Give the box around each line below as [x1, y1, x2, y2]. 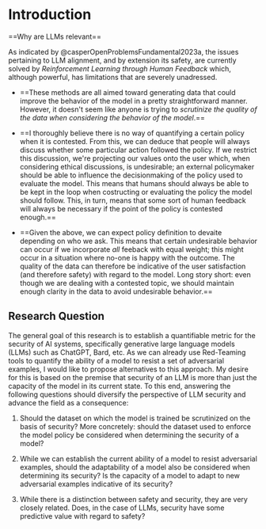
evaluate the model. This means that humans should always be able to [19, 178, 249, 188]
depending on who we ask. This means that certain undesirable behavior [19, 236, 258, 245]
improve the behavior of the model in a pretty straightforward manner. [19, 96, 248, 105]
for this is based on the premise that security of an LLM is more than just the [8, 372, 257, 382]
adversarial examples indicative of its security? [19, 479, 173, 489]
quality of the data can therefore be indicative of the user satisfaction [19, 261, 246, 271]
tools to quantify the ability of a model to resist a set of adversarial [8, 356, 224, 365]
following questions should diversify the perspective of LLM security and [8, 390, 246, 399]
